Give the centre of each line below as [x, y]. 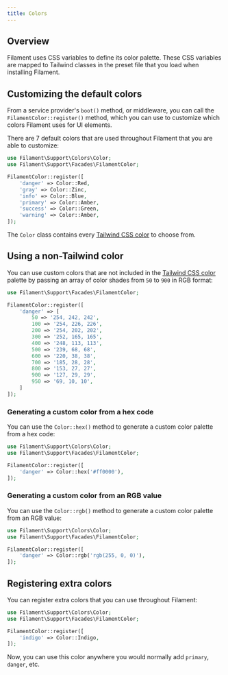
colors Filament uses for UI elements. [60, 125]
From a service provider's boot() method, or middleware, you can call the [111, 110]
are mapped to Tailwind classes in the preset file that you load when [103, 65]
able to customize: [33, 145]
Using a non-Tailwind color [65, 256]
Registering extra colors [60, 583]
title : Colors [27, 13]
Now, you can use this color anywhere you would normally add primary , [108, 657]
